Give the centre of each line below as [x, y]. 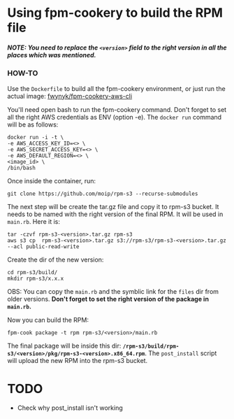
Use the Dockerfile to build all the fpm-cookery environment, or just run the [116, 88]
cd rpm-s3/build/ [32, 272]
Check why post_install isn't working [70, 408]
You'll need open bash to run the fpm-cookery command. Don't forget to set [117, 109]
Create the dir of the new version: [56, 260]
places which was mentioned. [52, 55]
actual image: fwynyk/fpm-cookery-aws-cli [70, 96]
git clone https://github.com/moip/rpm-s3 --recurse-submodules [103, 194]
